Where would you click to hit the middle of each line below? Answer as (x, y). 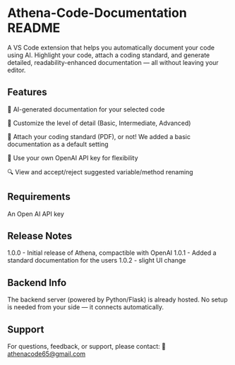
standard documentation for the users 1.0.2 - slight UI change (97, 261)
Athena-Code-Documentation (97, 13)
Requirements (39, 197)
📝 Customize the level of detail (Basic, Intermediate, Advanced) (99, 123)
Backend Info (37, 283)
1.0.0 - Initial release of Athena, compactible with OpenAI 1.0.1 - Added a (112, 253)
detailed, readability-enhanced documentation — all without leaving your (113, 62)
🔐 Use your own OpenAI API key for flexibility (73, 157)
